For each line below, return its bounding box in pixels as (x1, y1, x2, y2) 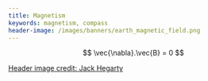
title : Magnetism (8, 11, 66, 20)
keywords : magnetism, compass (8, 19, 109, 27)
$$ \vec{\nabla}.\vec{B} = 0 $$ (82, 48, 185, 58)
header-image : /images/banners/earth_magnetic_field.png (8, 26, 201, 34)
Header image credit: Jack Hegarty (8, 64, 124, 73)
